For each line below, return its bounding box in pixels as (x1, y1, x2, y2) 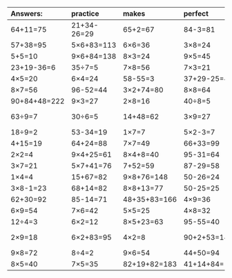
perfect (183, 9, 209, 18)
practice (71, 9, 99, 18)
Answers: (10, 9, 43, 18)
